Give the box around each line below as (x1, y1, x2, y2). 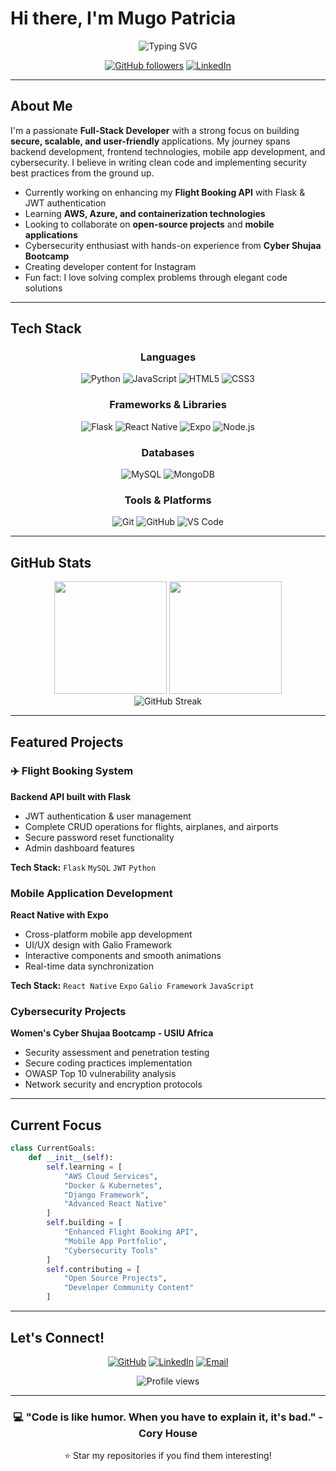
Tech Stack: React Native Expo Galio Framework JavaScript (10, 980, 255, 992)
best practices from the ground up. (10, 167, 155, 179)
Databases (141, 445, 195, 459)
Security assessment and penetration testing (24, 1047, 210, 1059)
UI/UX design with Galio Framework (24, 939, 173, 951)
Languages (139, 350, 197, 364)
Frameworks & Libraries (109, 398, 227, 412)
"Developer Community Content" (63, 1283, 195, 1293)
